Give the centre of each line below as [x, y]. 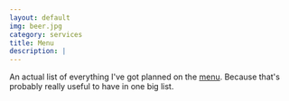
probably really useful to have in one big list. [92, 87]
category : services [46, 34]
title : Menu [32, 43]
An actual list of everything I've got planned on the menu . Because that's [144, 77]
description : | [38, 51]
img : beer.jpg [36, 26]
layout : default [40, 18]
